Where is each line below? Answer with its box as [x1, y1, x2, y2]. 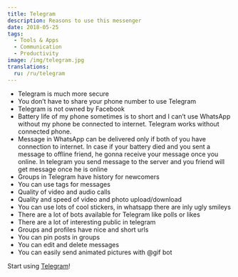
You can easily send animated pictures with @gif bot [17, 248, 172, 256]
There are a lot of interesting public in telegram [17, 217, 156, 226]
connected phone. [17, 127, 72, 136]
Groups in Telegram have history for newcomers [17, 172, 160, 181]
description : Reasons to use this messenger [7, 17, 142, 24]
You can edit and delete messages [17, 240, 120, 249]
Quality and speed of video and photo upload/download [17, 195, 182, 203]
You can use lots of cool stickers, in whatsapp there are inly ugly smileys [17, 202, 232, 211]
